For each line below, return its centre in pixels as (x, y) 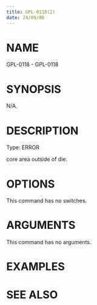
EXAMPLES (35, 267)
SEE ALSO (32, 294)
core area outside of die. (37, 160)
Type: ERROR (23, 147)
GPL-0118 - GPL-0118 (32, 65)
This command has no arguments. (49, 242)
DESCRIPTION (42, 131)
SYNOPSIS (34, 89)
